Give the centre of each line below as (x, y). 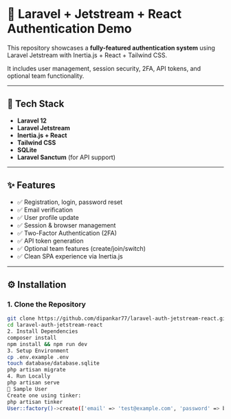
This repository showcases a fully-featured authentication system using (111, 48)
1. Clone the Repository (46, 304)
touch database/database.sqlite (53, 364)
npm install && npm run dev (47, 344)
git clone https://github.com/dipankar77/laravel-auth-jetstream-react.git (118, 319)
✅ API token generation (50, 241)
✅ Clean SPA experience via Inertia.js (70, 256)
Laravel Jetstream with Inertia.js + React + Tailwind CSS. (87, 55)
